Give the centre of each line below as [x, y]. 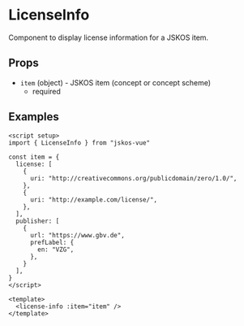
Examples [34, 117]
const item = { [34, 157]
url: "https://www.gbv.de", [77, 235]
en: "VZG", [56, 250]
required [46, 91]
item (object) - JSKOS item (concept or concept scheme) [116, 82]
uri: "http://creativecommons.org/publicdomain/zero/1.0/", [133, 178]
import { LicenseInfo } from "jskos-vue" [79, 143]
